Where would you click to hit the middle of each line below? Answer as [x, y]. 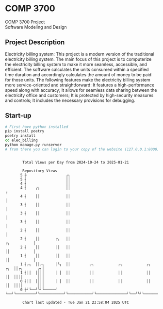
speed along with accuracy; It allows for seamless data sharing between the [81, 90]
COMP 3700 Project [25, 22]
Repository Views [40, 171]
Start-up [18, 116]
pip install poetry [25, 131]
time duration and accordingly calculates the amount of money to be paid [78, 74]
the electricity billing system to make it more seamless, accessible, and [76, 64]
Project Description [35, 42]
